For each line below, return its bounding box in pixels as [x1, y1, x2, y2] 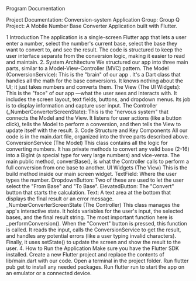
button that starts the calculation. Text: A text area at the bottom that [6, 189, 171, 196]
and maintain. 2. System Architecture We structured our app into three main [6, 58, 188, 65]
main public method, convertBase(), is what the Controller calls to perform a [6, 158, 189, 165]
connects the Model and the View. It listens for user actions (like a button [6, 115, 182, 122]
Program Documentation [6, 5, 66, 12]
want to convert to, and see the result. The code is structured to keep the [6, 46, 183, 53]
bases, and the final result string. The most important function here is [6, 214, 173, 221]
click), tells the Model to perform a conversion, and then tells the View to [6, 121, 181, 127]
